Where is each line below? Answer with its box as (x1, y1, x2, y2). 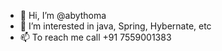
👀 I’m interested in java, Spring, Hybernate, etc (19, 20, 212, 32)
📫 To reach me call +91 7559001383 (19, 31, 172, 43)
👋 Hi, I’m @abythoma (19, 10, 107, 21)
